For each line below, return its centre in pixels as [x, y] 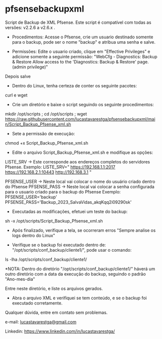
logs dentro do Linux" [34, 235]
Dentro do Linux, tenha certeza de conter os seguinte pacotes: [74, 85]
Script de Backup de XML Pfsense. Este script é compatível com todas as [78, 22]
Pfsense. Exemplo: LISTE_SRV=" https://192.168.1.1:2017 [60, 167]
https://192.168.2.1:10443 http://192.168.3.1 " [48, 172]
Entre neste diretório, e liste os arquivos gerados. [54, 288]
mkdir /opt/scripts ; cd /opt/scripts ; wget [46, 114]
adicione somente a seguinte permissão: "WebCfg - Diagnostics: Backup [85, 56]
